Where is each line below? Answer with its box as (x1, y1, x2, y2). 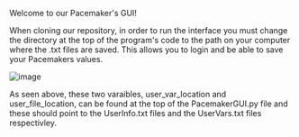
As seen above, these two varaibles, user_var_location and (9, 89, 227, 99)
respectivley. (9, 117, 57, 128)
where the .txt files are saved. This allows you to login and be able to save (9, 44, 284, 55)
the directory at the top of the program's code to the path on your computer (9, 35, 291, 45)
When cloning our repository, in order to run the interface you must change (9, 25, 288, 35)
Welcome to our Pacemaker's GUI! (9, 8, 138, 18)
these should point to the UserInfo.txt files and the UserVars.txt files (9, 108, 262, 118)
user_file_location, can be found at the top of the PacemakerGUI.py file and (9, 98, 288, 109)
